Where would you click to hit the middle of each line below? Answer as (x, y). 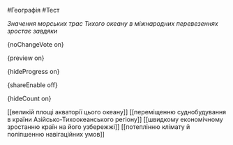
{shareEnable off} (32, 85)
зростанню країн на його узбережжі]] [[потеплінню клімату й (99, 127)
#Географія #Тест (33, 10)
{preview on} (26, 58)
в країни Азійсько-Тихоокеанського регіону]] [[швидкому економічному (115, 119)
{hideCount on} (29, 98)
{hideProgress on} (33, 71)
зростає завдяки (32, 31)
